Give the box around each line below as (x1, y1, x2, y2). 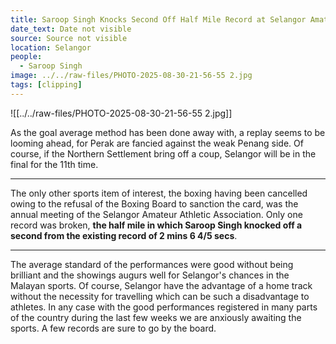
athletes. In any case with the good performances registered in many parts (10, 301, 318, 313)
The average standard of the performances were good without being (10, 258, 294, 270)
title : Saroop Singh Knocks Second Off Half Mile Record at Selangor (10, 14, 307, 25)
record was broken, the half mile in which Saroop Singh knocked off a (10, 219, 303, 231)
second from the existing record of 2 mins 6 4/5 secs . (10, 229, 238, 241)
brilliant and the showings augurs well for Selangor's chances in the (10, 269, 290, 281)
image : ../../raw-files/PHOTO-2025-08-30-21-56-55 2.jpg (10, 71, 253, 81)
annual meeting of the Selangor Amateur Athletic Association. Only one (10, 208, 303, 220)
